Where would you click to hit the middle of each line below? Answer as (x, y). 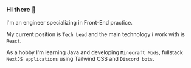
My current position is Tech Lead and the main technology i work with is (96, 34)
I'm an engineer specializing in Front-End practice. (69, 23)
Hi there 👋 (21, 10)
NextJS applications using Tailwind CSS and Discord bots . (80, 59)
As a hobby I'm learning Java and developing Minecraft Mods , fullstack (95, 52)
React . (14, 41)
